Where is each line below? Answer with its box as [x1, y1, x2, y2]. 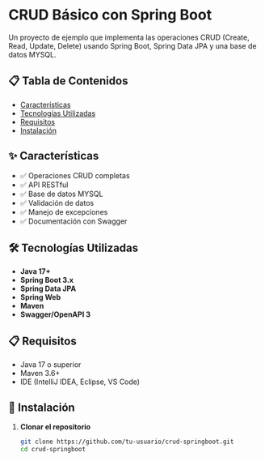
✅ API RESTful [19, 180, 69, 190]
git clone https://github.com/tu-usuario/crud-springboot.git [19, 438, 234, 446]
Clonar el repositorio [19, 422, 91, 431]
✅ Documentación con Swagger [19, 216, 128, 226]
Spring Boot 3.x [19, 275, 74, 285]
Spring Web [19, 292, 61, 302]
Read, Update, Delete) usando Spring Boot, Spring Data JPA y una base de [8, 41, 257, 50]
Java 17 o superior [19, 360, 82, 369]
